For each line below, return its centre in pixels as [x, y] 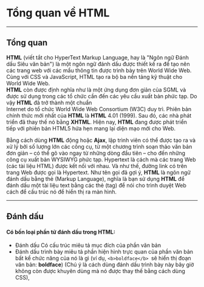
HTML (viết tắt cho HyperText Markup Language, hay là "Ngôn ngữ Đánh [98, 57]
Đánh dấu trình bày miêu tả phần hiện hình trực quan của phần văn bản [104, 252]
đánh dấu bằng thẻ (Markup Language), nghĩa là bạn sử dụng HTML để [96, 178]
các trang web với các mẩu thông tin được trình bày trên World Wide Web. [99, 70]
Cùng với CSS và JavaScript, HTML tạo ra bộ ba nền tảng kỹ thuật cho [94, 76]
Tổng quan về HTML [58, 13]
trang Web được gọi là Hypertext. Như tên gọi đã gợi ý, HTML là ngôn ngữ [99, 172]
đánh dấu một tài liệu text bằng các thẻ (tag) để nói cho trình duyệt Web [97, 185]
